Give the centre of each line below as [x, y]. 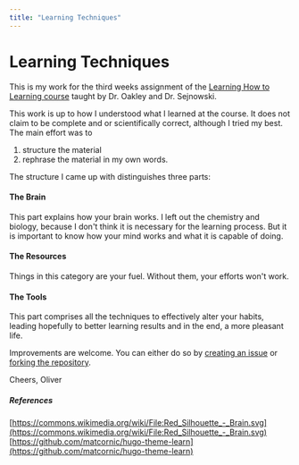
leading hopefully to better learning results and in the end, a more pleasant [146, 326]
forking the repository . [50, 362]
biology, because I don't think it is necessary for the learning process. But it [148, 226]
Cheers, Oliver [36, 380]
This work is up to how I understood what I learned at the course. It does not [150, 114]
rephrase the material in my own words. [95, 159]
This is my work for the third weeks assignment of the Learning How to [140, 87]
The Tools [28, 297]
